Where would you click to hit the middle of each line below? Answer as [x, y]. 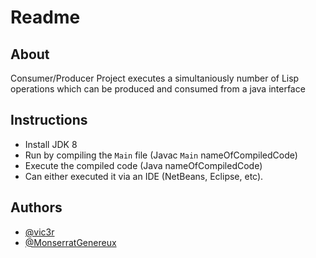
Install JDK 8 [51, 144]
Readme [45, 17]
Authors [36, 207]
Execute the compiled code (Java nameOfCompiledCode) [143, 165]
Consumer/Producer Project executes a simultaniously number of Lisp [155, 78]
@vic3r [39, 232]
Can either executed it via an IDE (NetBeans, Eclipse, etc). [144, 176]
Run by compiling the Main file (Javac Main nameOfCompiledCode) [161, 155]
